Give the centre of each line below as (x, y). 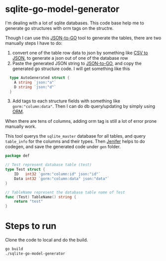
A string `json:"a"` (35, 82)
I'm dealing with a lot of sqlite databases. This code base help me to (75, 23)
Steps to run (31, 226)
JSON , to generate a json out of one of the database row (70, 58)
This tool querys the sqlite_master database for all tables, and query (76, 136)
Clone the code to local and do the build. (47, 240)
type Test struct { (25, 170)
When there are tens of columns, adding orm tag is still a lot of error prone (81, 121)
